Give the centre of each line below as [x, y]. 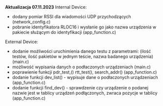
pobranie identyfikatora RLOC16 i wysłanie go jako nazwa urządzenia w [84, 27]
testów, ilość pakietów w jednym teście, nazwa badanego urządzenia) [82, 56]
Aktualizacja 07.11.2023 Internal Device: [46, 7]
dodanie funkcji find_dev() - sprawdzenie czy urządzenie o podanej [80, 88]
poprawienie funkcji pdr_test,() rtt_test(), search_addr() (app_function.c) [84, 72]
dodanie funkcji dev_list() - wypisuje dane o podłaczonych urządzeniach [85, 77]
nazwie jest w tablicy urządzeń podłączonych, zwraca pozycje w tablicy [85, 93]
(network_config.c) [31, 22]
